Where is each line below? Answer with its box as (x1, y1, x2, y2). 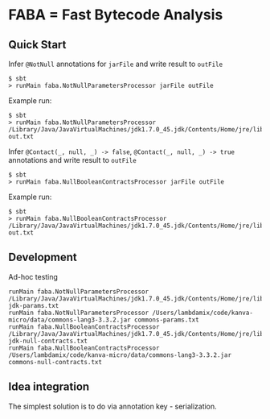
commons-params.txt (133, 316, 199, 324)
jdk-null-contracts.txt (8, 337, 88, 345)
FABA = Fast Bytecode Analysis (8, 6, 223, 24)
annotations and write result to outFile (8, 156, 137, 164)
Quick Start (8, 38, 67, 52)
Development (8, 251, 78, 264)
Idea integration (8, 380, 90, 394)
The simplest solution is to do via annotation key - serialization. (8, 401, 217, 411)
